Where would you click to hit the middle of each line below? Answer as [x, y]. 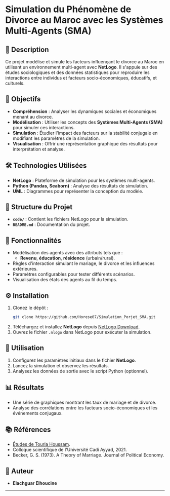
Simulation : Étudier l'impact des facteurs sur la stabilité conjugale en [85, 133]
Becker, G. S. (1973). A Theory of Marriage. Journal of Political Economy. [88, 455]
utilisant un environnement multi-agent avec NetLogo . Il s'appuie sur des [81, 67]
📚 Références [28, 429]
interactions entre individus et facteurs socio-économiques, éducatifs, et [81, 78]
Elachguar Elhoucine [35, 483]
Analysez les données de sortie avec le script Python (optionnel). [80, 371]
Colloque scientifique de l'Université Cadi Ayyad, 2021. [70, 450]
